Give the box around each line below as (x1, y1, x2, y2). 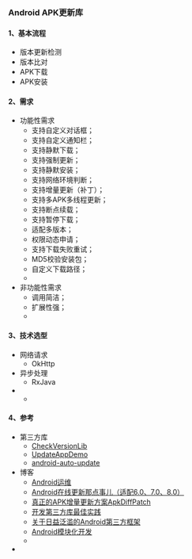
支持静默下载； (31, 145, 81, 155)
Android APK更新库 (8, 6, 84, 17)
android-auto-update (31, 458, 100, 467)
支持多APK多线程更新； (31, 195, 108, 205)
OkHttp (31, 358, 55, 368)
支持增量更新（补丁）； (31, 185, 105, 195)
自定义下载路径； (31, 264, 88, 274)
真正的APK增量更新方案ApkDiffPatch (31, 497, 152, 507)
